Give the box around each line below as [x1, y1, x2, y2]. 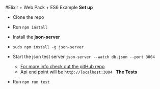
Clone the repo [12, 14, 44, 20]
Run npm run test [12, 79, 50, 84]
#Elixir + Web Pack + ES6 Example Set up [5, 5, 93, 10]
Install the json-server [12, 34, 60, 40]
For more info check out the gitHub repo [20, 64, 105, 69]
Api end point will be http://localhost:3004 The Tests [20, 69, 138, 75]
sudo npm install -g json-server [12, 45, 84, 50]
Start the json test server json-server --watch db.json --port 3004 [12, 53, 155, 60]
